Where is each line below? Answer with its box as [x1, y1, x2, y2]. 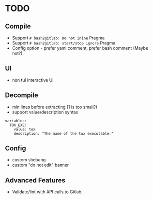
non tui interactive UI [12, 77, 54, 83]
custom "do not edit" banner [12, 162, 69, 168]
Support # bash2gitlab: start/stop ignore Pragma [12, 40, 116, 46]
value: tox [14, 127, 36, 132]
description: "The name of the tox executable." [14, 131, 114, 136]
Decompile [5, 91, 39, 99]
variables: [5, 118, 27, 123]
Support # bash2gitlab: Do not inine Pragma [12, 35, 105, 41]
